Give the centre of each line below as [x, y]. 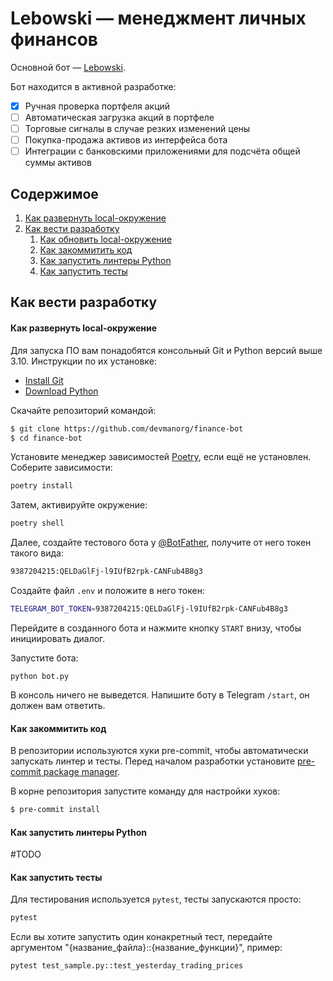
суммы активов [58, 163]
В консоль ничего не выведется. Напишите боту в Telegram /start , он [160, 694]
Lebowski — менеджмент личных [158, 18]
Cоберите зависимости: [61, 468]
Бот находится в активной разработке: [93, 86]
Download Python [61, 391]
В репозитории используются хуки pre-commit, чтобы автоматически [159, 751]
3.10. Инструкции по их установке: [83, 361]
